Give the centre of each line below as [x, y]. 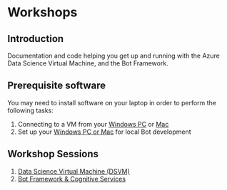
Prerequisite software [56, 86]
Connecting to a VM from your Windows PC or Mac [93, 124]
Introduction [36, 39]
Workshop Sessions [53, 154]
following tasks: [30, 110]
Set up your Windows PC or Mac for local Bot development [104, 132]
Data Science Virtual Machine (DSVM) [74, 171]
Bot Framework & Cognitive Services [72, 179]
